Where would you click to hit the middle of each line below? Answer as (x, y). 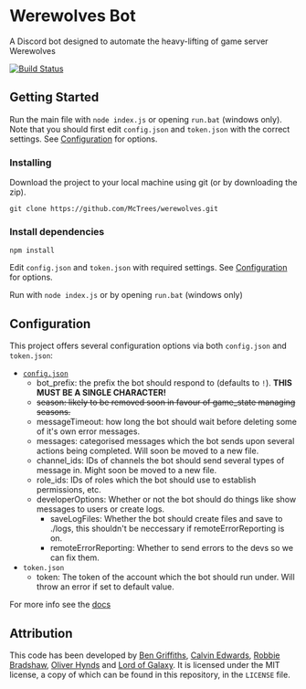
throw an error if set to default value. (106, 587)
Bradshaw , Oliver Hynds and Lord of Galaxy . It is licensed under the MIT (145, 664)
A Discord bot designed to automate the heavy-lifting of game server (139, 41)
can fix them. (75, 557)
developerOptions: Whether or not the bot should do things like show (166, 500)
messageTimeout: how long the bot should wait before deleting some (166, 422)
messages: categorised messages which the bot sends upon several (165, 441)
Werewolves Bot (73, 16)
